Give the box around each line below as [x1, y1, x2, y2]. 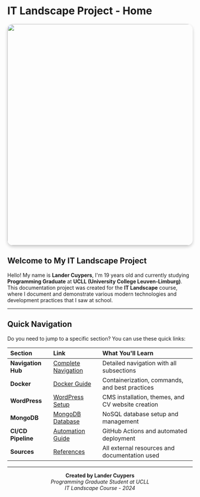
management [102, 417, 139, 426]
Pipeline [10, 434, 34, 442]
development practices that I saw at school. [7, 296, 113, 303]
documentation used [102, 451, 160, 459]
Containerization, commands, [102, 376, 184, 384]
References [53, 447, 85, 456]
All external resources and [102, 444, 175, 452]
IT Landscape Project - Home [7, 4, 152, 18]
